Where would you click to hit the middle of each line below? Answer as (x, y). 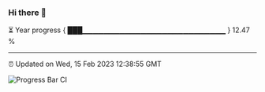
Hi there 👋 (28, 13)
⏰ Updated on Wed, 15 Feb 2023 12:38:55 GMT (85, 64)
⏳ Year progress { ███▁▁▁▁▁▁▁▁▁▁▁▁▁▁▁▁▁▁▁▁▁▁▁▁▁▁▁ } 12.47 (129, 30)
